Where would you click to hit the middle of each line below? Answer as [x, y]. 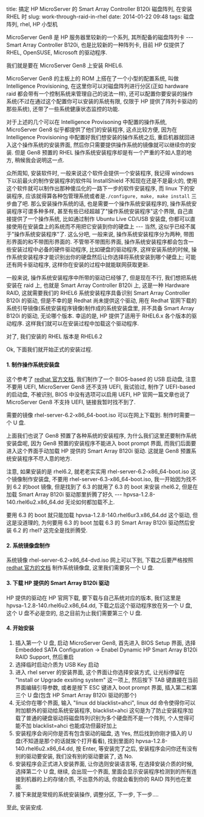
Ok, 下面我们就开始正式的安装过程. [50, 349]
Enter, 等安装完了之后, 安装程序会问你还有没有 [140, 748]
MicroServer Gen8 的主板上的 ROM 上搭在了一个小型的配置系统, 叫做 [93, 78]
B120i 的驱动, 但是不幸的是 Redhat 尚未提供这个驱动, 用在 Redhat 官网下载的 [101, 300]
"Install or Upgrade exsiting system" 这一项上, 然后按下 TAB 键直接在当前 [107, 680]
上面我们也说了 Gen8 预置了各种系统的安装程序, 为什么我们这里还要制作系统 [101, 436]
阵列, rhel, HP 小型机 [32, 24]
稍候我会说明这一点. [40, 160]
